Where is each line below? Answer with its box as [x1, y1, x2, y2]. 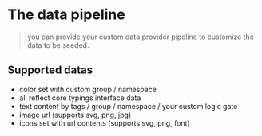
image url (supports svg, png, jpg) [18, 110, 132, 119]
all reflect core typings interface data [18, 93, 141, 103]
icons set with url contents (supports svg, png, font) [18, 118, 190, 128]
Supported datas [7, 64, 93, 77]
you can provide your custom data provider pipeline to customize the [26, 32, 255, 41]
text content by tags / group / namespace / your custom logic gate [18, 101, 238, 111]
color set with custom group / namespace [18, 84, 157, 94]
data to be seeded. [26, 40, 89, 49]
